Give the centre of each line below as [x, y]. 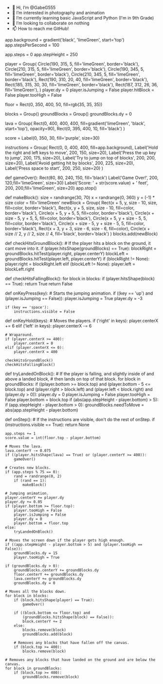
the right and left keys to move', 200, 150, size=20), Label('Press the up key [81, 153]
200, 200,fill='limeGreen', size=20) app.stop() [51, 188]
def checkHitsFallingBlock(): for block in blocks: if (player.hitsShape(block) [80, 279]
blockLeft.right [20, 269]
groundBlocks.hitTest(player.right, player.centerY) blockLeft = [67, 253]
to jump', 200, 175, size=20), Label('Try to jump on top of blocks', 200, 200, [81, 158]
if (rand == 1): [30, 481]
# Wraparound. [19, 335]
